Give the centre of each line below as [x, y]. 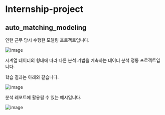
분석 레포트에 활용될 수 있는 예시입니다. [43, 97]
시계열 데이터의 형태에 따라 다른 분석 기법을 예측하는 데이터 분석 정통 [72, 60]
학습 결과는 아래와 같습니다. [32, 77]
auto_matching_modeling [46, 28]
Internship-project [44, 9]
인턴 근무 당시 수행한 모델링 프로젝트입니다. [47, 40]
